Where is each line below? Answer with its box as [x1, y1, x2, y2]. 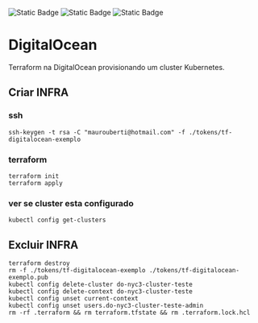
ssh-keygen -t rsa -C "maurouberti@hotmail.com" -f [8, 128, 185, 136]
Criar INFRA [8, 85, 69, 100]
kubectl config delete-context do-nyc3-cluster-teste [8, 288, 193, 296]
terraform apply [8, 179, 63, 187]
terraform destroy [8, 259, 70, 267]
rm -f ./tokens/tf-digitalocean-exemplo [8, 267, 147, 275]
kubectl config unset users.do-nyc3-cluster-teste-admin [8, 302, 204, 310]
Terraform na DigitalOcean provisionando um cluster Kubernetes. [8, 62, 225, 72]
